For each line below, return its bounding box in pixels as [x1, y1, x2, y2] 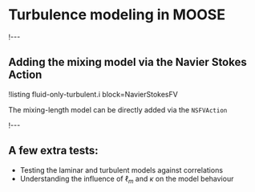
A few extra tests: [8, 144, 99, 157]
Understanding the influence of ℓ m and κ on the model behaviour [19, 174, 234, 186]
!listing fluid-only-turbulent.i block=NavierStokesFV [8, 89, 178, 99]
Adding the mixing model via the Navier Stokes [8, 55, 247, 69]
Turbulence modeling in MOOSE [8, 6, 226, 24]
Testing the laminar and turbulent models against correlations [19, 165, 223, 174]
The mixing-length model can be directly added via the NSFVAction [8, 104, 228, 114]
